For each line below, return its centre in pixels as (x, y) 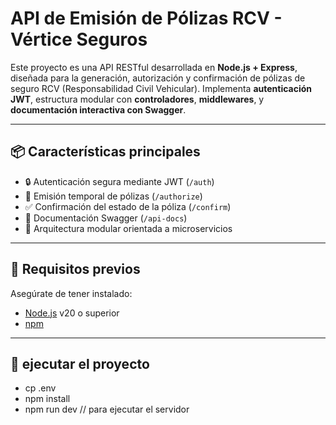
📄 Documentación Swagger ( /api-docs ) (106, 218)
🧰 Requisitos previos (75, 269)
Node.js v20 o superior (72, 313)
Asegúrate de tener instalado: (71, 293)
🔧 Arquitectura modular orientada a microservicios (128, 228)
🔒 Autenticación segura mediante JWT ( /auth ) (119, 181)
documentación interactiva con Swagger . (98, 109)
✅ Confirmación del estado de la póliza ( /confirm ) (128, 206)
